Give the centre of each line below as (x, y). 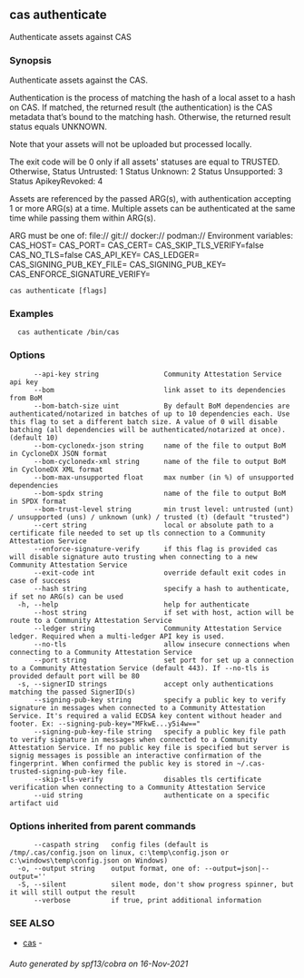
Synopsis (30, 60)
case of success (40, 580)
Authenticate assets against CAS (70, 36)
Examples (32, 314)
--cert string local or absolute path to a (153, 525)
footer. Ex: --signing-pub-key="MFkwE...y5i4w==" (105, 724)
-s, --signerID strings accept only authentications (146, 684)
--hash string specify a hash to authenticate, (162, 588)
